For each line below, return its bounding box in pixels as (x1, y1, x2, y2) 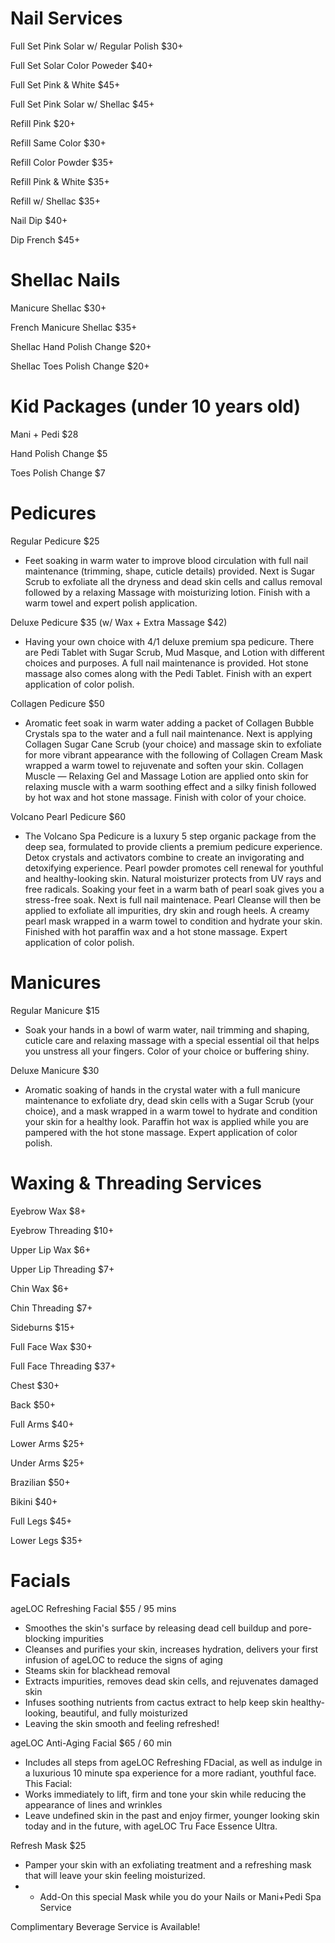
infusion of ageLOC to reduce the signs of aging (24, 1653, 223, 1666)
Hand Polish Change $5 (10, 447, 108, 459)
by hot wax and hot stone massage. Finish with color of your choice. (24, 791, 307, 803)
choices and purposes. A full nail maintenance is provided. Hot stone (24, 657, 309, 669)
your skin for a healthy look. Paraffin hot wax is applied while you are (24, 1115, 309, 1127)
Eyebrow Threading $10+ (10, 1224, 115, 1236)
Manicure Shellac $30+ (10, 302, 107, 314)
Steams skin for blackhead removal (24, 1664, 171, 1676)
